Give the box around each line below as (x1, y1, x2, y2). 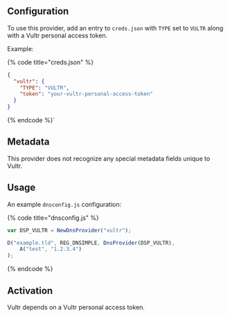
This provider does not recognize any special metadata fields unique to (7, 154, 211, 162)
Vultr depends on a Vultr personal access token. (7, 303, 145, 311)
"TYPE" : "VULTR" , (19, 84, 70, 91)
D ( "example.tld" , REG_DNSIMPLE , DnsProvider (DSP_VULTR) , (7, 239, 175, 246)
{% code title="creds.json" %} (7, 58, 94, 66)
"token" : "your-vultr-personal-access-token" (19, 91, 154, 97)
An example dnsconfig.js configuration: (7, 200, 122, 208)
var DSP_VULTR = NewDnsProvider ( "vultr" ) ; (7, 227, 132, 234)
